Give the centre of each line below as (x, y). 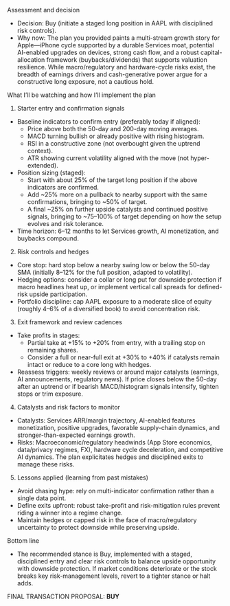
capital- (211, 52)
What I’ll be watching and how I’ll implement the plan (82, 95)
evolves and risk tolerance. (66, 224)
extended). (43, 165)
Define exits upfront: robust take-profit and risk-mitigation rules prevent (118, 505)
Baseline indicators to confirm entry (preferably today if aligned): (109, 122)
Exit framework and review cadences (69, 322)
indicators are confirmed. (63, 187)
